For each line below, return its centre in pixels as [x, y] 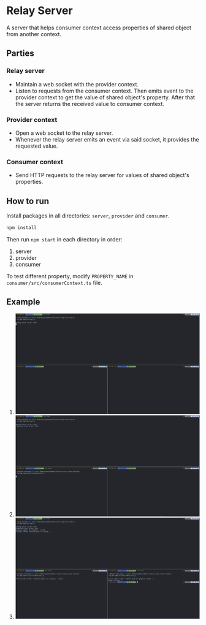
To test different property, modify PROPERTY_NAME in [70, 276]
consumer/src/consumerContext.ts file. [55, 282]
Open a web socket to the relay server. [64, 133]
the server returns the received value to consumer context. [90, 104]
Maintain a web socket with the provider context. [77, 84]
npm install [21, 228]
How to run [28, 201]
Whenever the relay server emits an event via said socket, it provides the [107, 139]
